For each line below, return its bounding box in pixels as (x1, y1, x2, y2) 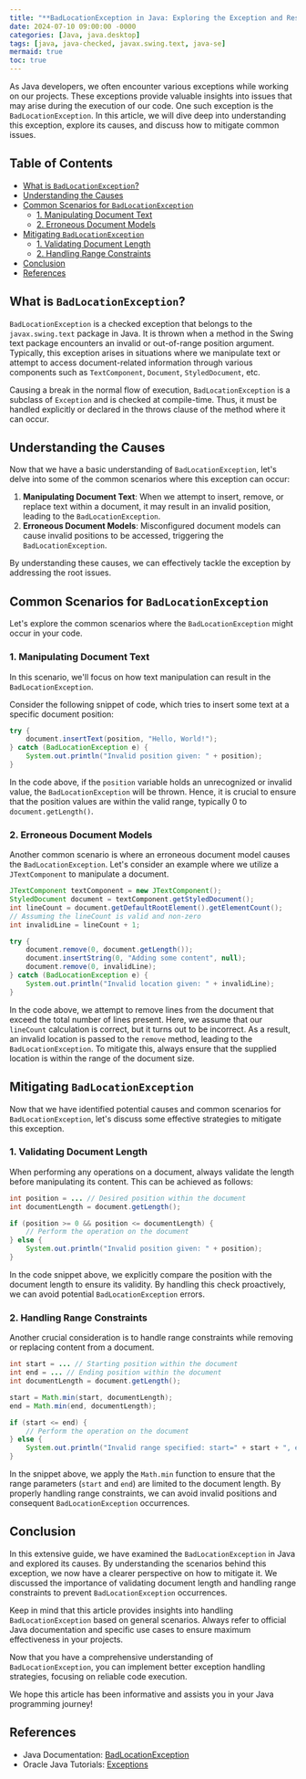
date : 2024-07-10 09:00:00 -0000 (9, 22, 137, 31)
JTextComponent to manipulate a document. (9, 868, 169, 879)
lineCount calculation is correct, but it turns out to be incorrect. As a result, (9, 1024, 291, 1035)
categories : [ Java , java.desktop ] (9, 30, 141, 39)
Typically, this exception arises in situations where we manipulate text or (9, 347, 280, 358)
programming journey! (9, 1698, 94, 1709)
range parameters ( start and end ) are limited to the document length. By (9, 1479, 281, 1489)
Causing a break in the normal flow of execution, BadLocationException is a (9, 384, 291, 395)
